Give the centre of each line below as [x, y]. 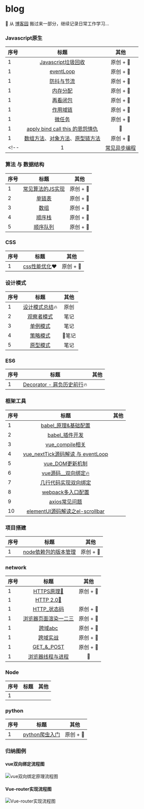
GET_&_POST [48, 647]
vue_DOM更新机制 [66, 463]
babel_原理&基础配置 [65, 425]
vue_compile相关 [66, 444]
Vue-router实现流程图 [28, 789]
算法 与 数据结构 [25, 165]
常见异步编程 [120, 148]
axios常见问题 [65, 502]
